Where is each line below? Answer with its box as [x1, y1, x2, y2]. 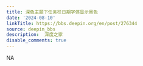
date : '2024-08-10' [6, 15, 56, 21]
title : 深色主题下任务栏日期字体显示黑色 [6, 9, 99, 15]
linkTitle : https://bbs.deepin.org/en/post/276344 [6, 20, 138, 26]
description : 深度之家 [6, 32, 63, 38]
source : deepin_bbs [6, 26, 56, 32]
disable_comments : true [6, 37, 67, 43]
